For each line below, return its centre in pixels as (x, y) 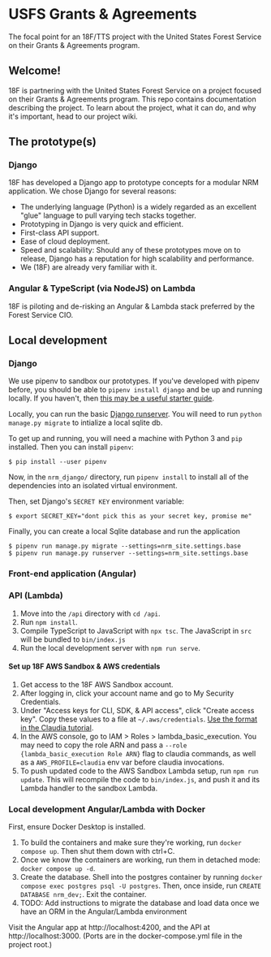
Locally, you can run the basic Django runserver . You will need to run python (135, 414)
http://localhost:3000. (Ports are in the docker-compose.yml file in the (125, 936)
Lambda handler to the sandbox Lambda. (89, 788)
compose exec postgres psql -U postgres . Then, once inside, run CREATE (141, 886)
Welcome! (34, 71)
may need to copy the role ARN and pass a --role (103, 745)
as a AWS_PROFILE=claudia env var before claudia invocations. (122, 762)
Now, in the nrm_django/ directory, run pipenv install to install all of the (129, 477)
